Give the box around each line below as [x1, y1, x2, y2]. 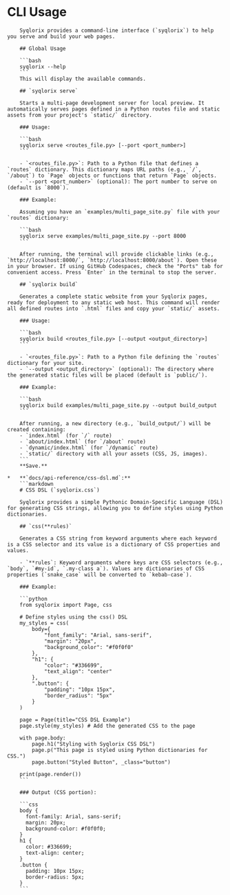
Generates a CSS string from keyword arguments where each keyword [19, 535, 217, 542]
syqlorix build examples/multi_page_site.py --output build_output [19, 402, 217, 408]
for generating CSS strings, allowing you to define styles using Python [7, 505, 224, 511]
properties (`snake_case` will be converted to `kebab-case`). [7, 571, 193, 578]
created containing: [7, 426, 67, 433]
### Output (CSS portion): [19, 789, 97, 795]
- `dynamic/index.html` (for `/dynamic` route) [19, 444, 158, 451]
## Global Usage [19, 45, 67, 52]
